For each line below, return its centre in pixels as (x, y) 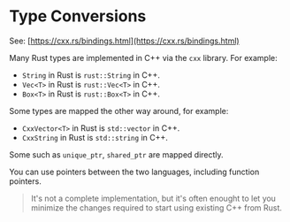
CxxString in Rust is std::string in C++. (95, 137)
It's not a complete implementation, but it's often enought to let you (153, 198)
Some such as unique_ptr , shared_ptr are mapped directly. (116, 154)
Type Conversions (78, 16)
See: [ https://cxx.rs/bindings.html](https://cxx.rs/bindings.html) (125, 41)
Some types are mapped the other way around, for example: (119, 111)
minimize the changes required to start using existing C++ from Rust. (156, 207)
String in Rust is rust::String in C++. (91, 75)
